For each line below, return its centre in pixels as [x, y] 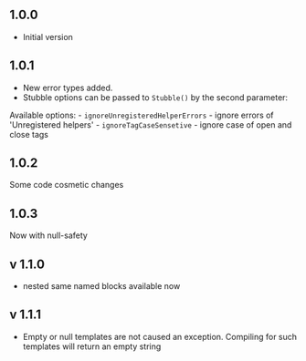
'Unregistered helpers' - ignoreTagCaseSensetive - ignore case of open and [151, 124]
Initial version [47, 36]
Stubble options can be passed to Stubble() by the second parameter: [155, 97]
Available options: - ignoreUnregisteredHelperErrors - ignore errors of [142, 115]
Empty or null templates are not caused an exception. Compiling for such [160, 336]
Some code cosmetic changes [67, 185]
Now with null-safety [49, 235]
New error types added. [68, 88]
